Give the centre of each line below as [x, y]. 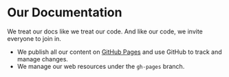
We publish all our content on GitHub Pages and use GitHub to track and [119, 52]
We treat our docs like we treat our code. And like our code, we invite [105, 31]
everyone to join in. [34, 38]
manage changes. [43, 59]
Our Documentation [65, 13]
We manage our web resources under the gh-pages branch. [101, 66]
